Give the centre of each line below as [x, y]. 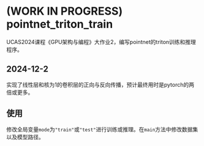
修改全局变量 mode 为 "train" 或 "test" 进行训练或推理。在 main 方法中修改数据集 [102, 129]
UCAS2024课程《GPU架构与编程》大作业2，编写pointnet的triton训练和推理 [101, 42]
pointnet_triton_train [60, 24]
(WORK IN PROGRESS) [65, 11]
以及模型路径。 [25, 137]
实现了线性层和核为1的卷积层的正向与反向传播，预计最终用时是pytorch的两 [100, 84]
